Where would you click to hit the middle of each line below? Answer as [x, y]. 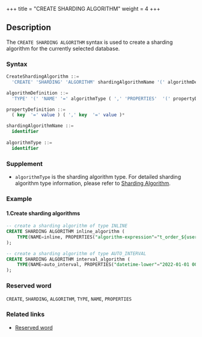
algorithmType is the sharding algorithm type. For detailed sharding [98, 177]
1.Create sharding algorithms [43, 213]
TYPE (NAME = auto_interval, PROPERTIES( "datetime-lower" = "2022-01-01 [103, 265]
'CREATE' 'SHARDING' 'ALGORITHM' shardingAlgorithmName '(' [88, 82]
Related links [26, 314]
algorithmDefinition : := [37, 93]
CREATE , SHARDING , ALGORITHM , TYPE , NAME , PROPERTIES [69, 299]
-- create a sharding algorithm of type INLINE [67, 226]
